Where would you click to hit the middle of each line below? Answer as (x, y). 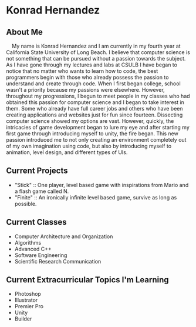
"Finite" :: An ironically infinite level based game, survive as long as (96, 197)
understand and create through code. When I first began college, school (93, 84)
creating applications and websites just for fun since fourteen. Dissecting (94, 115)
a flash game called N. (42, 191)
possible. (26, 203)
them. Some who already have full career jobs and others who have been (94, 109)
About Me (24, 32)
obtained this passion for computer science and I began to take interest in (95, 102)
